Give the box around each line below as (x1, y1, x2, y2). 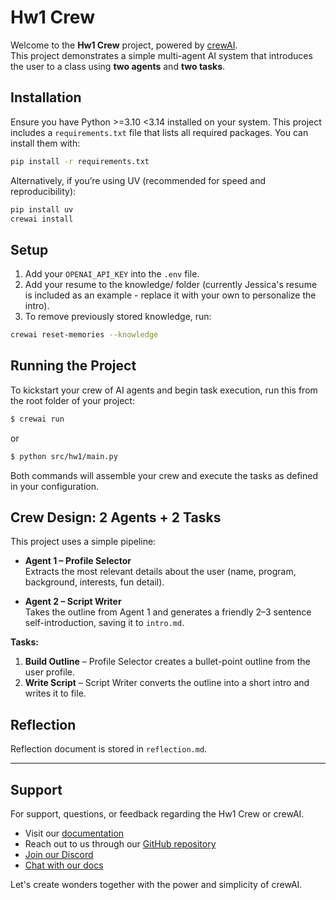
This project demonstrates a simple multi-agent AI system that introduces (10, 49, 313, 61)
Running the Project (10, 357, 137, 375)
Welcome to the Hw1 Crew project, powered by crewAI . (10, 39, 238, 51)
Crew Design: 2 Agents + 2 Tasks (10, 509, 222, 526)
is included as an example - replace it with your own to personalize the (24, 289, 317, 301)
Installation (10, 89, 82, 106)
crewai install (10, 214, 74, 224)
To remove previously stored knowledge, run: (24, 311, 212, 323)
